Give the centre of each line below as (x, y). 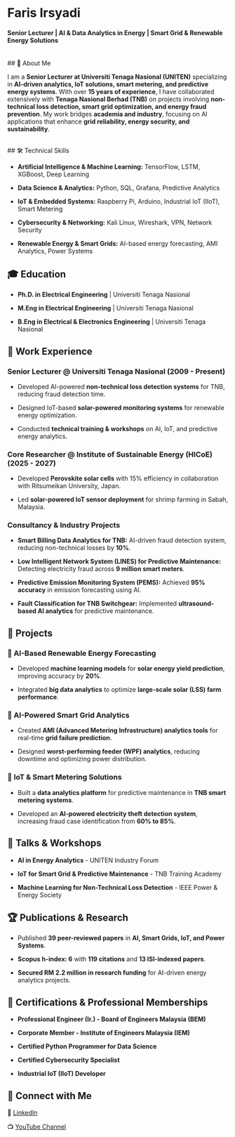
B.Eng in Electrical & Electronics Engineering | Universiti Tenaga (112, 322)
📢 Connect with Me (50, 1096)
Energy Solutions (33, 40)
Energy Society (39, 895)
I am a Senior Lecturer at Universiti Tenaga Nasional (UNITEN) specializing (117, 77)
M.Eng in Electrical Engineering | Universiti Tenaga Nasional (106, 308)
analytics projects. (44, 980)
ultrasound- (196, 604)
